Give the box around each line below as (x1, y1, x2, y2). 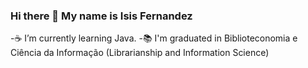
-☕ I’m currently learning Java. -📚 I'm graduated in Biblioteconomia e (10, 32, 298, 44)
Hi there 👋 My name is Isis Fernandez (10, 9, 193, 23)
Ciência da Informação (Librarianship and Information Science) (10, 47, 270, 59)
